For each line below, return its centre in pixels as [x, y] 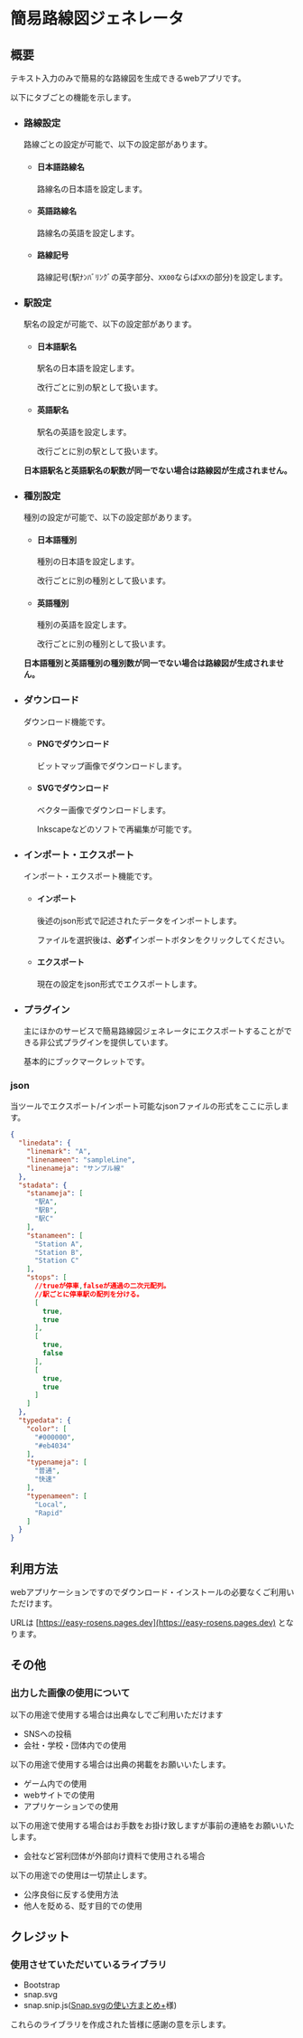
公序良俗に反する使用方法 [71, 1894]
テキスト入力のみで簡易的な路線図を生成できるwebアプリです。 [128, 78]
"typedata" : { [45, 1420]
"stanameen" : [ [55, 1235]
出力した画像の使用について [70, 1694]
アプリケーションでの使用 [71, 1806]
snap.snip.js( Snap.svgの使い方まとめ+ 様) [100, 2005]
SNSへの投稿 [47, 1733]
